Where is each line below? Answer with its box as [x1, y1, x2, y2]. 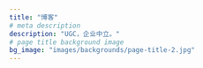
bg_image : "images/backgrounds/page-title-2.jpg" [9, 46, 196, 55]
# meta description [9, 21, 81, 30]
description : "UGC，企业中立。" [9, 29, 121, 38]
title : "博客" [9, 12, 59, 22]
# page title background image [9, 37, 124, 47]
